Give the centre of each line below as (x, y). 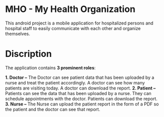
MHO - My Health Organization (70, 9)
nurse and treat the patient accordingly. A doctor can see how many (75, 82)
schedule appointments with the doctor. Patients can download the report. (82, 98)
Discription (29, 54)
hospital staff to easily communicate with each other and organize (73, 28)
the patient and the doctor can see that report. (53, 109)
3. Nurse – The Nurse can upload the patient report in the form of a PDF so (82, 104)
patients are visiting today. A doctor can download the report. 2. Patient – (81, 88)
